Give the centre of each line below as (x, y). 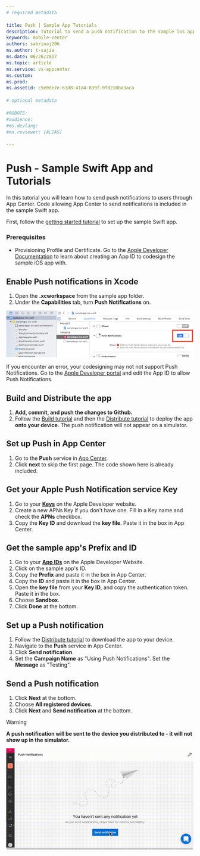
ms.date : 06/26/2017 (32, 57)
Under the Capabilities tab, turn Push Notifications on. (83, 302)
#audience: (20, 119)
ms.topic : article (29, 63)
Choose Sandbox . (37, 600)
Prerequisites (26, 237)
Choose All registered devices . (53, 704)
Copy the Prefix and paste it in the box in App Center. (80, 575)
